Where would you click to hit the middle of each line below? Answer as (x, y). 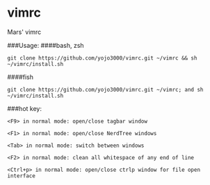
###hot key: (24, 108)
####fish (20, 77)
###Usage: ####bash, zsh (46, 45)
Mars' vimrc (24, 32)
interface (22, 176)
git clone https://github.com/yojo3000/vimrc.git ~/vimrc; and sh (105, 89)
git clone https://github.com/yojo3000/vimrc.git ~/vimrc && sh (102, 58)
